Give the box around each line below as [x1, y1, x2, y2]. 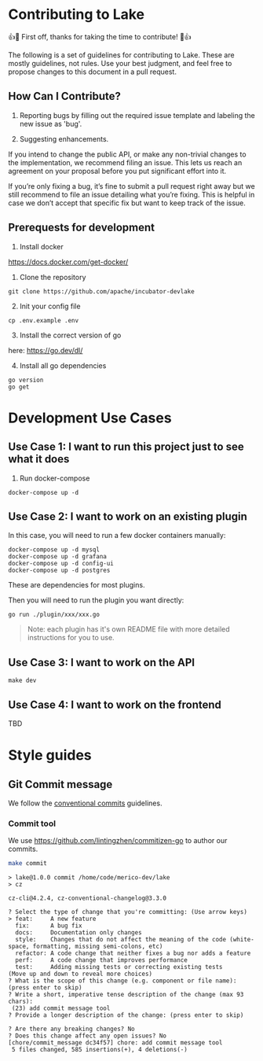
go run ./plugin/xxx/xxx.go [8, 611, 100, 619]
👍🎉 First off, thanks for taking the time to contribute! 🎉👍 [8, 31, 192, 41]
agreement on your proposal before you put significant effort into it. [8, 166, 227, 175]
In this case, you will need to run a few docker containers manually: [8, 531, 226, 540]
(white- [229, 936, 255, 944]
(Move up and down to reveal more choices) [8, 970, 153, 978]
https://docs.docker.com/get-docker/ [8, 257, 129, 267]
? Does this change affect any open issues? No [8, 1032, 167, 1040]
